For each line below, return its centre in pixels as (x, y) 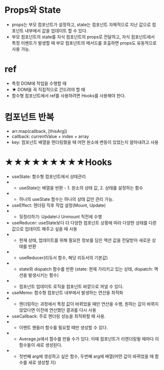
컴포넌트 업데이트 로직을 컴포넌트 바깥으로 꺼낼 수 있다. (71, 286)
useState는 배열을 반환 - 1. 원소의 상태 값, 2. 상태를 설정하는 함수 (81, 188)
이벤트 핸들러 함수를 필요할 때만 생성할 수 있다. (63, 327)
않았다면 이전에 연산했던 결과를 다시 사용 (58, 310)
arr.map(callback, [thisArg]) (39, 131)
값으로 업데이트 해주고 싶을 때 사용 (44, 229)
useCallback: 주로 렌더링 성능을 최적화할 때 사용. (59, 316)
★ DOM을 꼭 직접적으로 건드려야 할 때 (48, 89)
